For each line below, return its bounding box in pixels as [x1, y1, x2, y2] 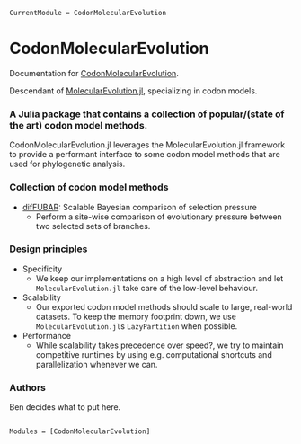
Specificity [22, 263, 63, 274]
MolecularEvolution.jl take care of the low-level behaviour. [35, 282, 259, 293]
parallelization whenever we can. [35, 359, 158, 369]
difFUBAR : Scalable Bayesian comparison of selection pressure [22, 201, 258, 212]
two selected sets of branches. [35, 220, 151, 231]
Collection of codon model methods [9, 181, 169, 193]
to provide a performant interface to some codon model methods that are [9, 149, 280, 160]
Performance [22, 330, 72, 341]
